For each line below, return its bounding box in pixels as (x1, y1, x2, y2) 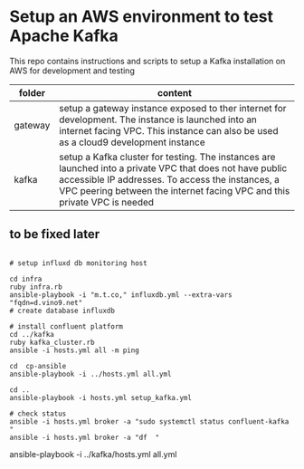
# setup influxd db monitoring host (9, 258, 147, 268)
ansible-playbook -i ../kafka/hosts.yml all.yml (9, 448, 177, 459)
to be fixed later (9, 226, 100, 242)
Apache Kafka (9, 25, 119, 46)
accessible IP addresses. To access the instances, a (58, 173, 280, 186)
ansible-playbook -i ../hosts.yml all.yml (9, 369, 172, 378)
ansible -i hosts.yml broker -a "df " (9, 433, 160, 442)
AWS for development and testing (9, 65, 136, 76)
